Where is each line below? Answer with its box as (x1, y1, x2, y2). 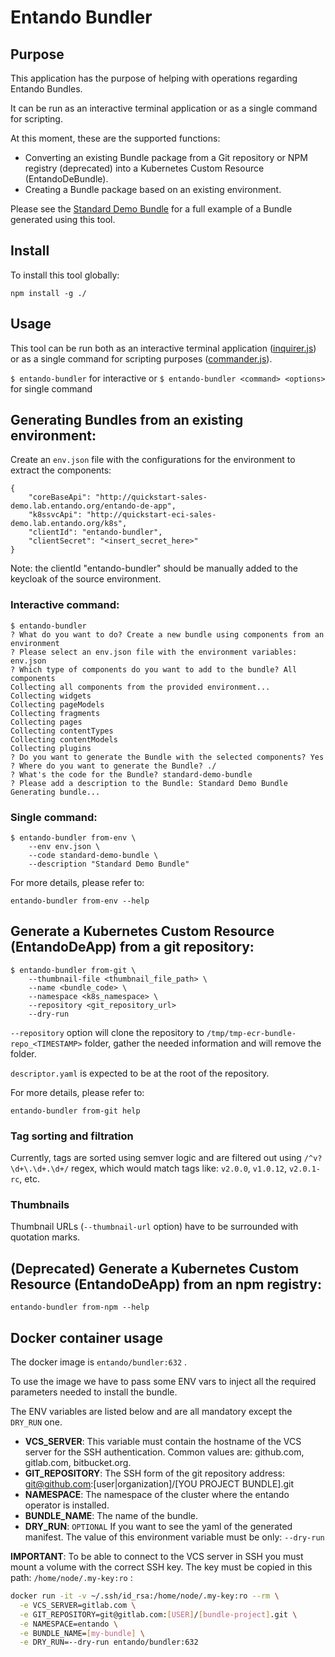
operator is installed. (24, 1499, 110, 1511)
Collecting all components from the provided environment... (10, 682, 271, 692)
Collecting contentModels (10, 734, 118, 745)
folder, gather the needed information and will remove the (84, 1037, 322, 1049)
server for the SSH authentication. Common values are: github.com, (24, 1446, 305, 1458)
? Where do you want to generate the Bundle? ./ (10, 761, 217, 771)
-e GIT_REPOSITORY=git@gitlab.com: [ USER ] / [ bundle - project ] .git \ (19, 1609, 298, 1620)
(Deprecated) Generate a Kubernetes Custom (10, 1260, 300, 1277)
